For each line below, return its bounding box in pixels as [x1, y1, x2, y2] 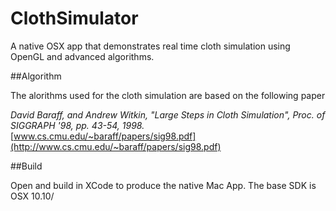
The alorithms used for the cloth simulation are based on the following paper [10, 89, 326, 101]
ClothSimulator [10, 7, 139, 30]
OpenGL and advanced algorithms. [10, 50, 155, 62]
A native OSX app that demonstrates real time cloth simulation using [10, 40, 291, 52]
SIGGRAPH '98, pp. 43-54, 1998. [10, 119, 145, 131]
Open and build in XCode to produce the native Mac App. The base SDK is [10, 179, 317, 191]
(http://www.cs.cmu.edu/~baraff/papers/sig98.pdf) [10, 140, 222, 152]
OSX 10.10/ [10, 190, 55, 202]
